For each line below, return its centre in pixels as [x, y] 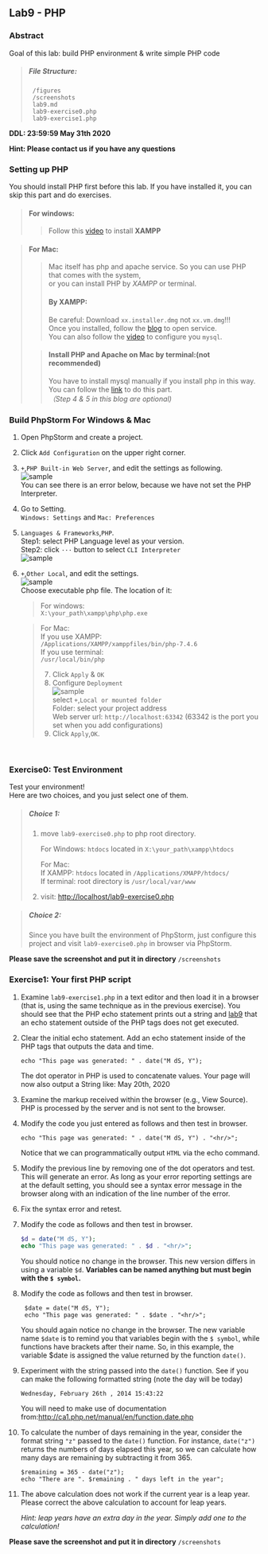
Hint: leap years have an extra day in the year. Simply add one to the [134, 1518]
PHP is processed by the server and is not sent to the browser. [123, 1108]
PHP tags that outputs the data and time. [87, 1046]
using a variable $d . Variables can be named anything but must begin [136, 1270]
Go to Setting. [43, 509]
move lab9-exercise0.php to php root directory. [118, 834]
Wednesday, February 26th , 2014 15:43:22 [92, 1394]
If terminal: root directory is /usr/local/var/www [118, 882]
